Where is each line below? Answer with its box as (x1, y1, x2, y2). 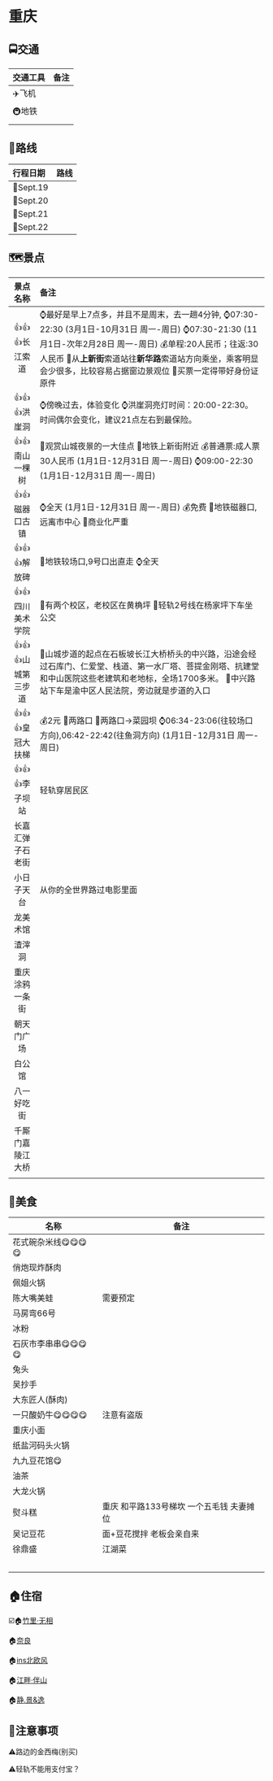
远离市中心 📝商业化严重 (39, 516, 129, 527)
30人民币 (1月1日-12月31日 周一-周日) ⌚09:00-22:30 (39, 455, 253, 467)
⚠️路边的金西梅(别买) (8, 1747, 79, 1757)
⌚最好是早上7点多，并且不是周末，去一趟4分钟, (39, 308, 222, 320)
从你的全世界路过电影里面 (39, 884, 138, 895)
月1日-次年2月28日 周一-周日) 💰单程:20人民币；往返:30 (39, 338, 258, 350)
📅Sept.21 (12, 208, 49, 220)
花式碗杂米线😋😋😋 (12, 1237, 88, 1248)
